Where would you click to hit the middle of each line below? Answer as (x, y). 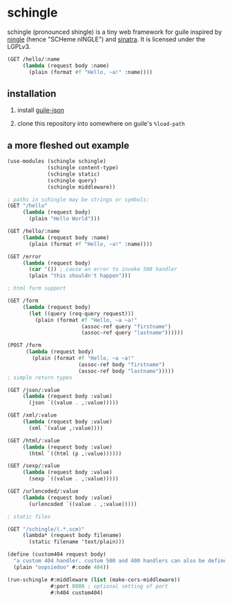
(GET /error (24, 256)
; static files (29, 516)
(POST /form (24, 346)
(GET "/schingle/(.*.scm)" (46, 529)
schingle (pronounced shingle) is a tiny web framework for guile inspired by (115, 32)
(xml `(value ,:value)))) (66, 428)
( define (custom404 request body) (57, 554)
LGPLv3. (19, 46)
